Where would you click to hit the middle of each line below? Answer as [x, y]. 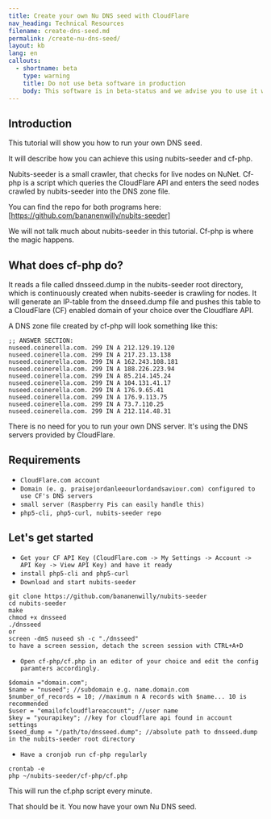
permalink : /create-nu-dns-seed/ [65, 38]
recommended [28, 704]
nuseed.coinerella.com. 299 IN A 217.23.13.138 [90, 355]
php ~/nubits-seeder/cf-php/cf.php [68, 775]
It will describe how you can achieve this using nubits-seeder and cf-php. [131, 159]
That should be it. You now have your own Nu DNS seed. [102, 806]
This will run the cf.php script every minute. [81, 791]
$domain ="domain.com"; [48, 683]
